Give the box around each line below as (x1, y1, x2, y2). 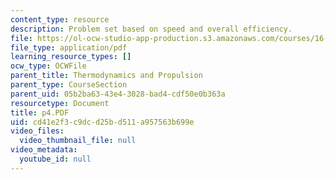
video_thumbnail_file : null (19, 136, 137, 146)
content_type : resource (10, 14, 110, 25)
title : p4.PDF (10, 107, 70, 118)
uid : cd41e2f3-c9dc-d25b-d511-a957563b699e (10, 117, 195, 127)
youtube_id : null (19, 154, 92, 164)
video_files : (10, 126, 65, 136)
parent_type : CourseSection (10, 80, 128, 90)
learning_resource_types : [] (10, 52, 132, 62)
